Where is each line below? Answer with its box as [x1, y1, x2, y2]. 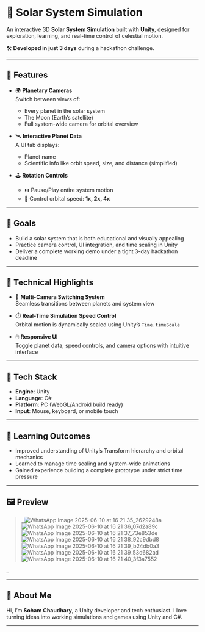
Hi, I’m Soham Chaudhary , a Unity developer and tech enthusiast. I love [6, 606, 187, 614]
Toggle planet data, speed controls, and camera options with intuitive [15, 342, 190, 350]
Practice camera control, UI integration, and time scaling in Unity [15, 241, 178, 248]
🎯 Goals [6, 218, 37, 229]
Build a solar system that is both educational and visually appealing [15, 234, 184, 242]
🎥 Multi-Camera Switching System [15, 293, 105, 301]
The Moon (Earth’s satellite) [24, 113, 93, 121]
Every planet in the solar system [24, 107, 106, 115]
